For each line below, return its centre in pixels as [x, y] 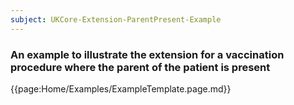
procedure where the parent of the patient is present [140, 67]
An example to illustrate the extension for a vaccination [147, 54]
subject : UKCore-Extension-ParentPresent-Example [116, 19]
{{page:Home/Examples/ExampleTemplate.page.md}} [121, 88]
